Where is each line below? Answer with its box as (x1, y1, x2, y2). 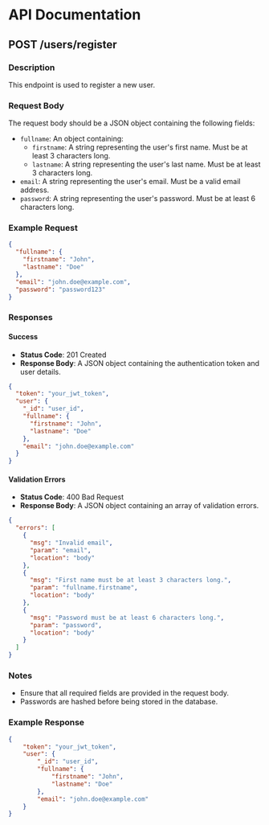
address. (19, 185, 50, 195)
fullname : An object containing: (19, 134, 124, 144)
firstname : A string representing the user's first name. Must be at (31, 142, 248, 152)
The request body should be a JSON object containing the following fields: (8, 118, 255, 128)
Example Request (8, 223, 78, 234)
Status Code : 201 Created (19, 350, 107, 359)
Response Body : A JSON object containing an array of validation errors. (19, 501, 259, 511)
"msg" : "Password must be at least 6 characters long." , (29, 614, 225, 622)
